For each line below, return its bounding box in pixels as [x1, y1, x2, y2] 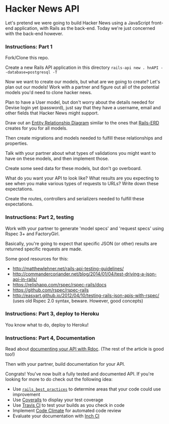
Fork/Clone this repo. [5, 55, 49, 61]
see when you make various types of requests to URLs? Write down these [5, 181, 159, 187]
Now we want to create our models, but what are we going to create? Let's [5, 79, 160, 85]
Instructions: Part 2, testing [5, 214, 74, 221]
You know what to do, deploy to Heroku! [5, 322, 89, 328]
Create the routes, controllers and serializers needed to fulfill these [5, 196, 145, 202]
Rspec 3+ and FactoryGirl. [5, 231, 60, 237]
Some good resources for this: [5, 256, 69, 262]
